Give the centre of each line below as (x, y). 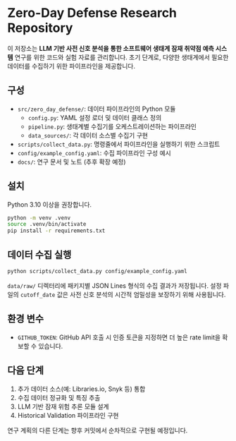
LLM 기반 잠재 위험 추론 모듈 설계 (63, 406)
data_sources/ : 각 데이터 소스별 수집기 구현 (88, 135)
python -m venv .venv (39, 218)
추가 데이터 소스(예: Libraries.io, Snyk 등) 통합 (81, 389)
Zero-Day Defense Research (92, 13)
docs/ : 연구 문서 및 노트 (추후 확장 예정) (72, 162)
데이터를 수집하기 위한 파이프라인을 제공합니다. (72, 66)
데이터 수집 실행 (39, 254)
